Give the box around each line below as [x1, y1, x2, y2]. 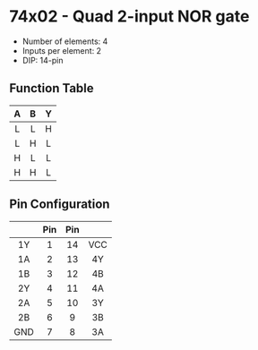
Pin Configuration [9, 197, 110, 212]
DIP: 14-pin [21, 55, 64, 65]
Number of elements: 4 [21, 36, 108, 47]
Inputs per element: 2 [21, 45, 101, 55]
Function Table [9, 81, 94, 96]
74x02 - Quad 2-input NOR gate [9, 6, 250, 27]
